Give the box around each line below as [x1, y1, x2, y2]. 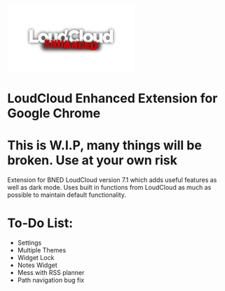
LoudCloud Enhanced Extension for [7, 91, 218, 107]
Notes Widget [17, 261, 57, 269]
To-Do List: [7, 215, 74, 231]
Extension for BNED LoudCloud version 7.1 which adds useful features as [7, 176, 217, 184]
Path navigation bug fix [17, 276, 85, 285]
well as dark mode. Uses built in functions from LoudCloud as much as [7, 183, 212, 192]
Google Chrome [7, 105, 101, 122]
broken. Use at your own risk [7, 153, 177, 169]
